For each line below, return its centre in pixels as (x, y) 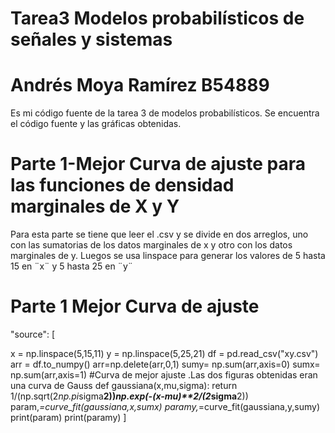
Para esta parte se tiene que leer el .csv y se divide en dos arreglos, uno (159, 234)
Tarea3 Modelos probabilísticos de (157, 18)
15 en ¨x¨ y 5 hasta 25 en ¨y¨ (72, 266)
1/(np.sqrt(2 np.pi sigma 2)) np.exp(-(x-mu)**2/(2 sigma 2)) (129, 396)
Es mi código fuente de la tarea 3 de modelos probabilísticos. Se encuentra (165, 113)
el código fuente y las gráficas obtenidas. (96, 124)
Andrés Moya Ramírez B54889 (140, 85)
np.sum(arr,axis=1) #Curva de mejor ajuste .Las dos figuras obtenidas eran (164, 375)
